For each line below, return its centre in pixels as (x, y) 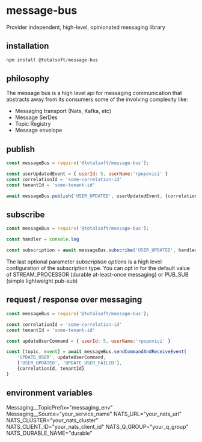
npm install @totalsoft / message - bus (52, 60)
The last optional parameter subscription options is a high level (84, 262)
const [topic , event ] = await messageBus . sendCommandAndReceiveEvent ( (96, 352)
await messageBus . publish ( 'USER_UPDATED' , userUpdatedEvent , (84, 196)
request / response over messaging (74, 300)
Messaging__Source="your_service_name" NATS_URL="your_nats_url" (94, 414)
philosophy (28, 79)
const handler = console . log (43, 239)
